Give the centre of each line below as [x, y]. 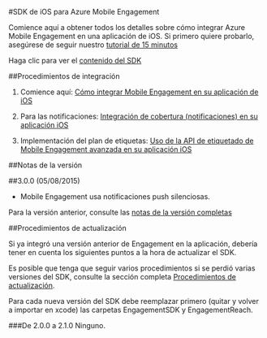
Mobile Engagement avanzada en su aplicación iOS [106, 149]
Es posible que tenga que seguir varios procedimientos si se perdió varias [132, 268]
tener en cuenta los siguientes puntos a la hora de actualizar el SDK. [123, 252]
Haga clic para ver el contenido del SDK [75, 61]
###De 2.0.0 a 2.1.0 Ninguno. [57, 325]
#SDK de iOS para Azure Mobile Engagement [84, 12]
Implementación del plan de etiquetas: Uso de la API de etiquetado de [137, 141]
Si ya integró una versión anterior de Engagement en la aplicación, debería [133, 244]
